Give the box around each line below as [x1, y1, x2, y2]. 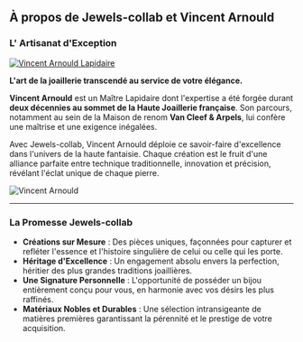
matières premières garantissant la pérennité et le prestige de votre [22, 313, 272, 324]
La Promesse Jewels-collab [9, 216, 133, 228]
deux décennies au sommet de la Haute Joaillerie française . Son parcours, [9, 102, 293, 113]
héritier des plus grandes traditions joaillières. [22, 264, 192, 276]
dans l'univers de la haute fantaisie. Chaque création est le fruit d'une [9, 148, 268, 159]
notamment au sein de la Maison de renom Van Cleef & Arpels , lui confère [9, 111, 286, 123]
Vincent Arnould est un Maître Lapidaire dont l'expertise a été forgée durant [9, 92, 294, 103]
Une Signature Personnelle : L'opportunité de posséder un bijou [22, 274, 262, 285]
